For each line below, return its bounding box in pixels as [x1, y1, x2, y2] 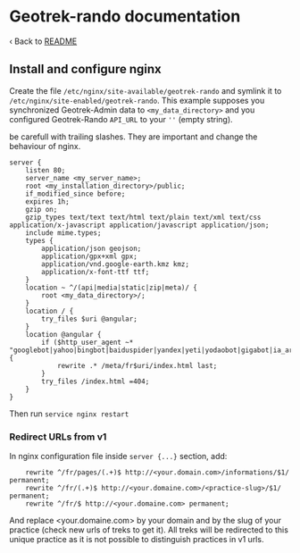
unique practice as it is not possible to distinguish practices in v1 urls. [9, 534, 264, 545]
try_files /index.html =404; [41, 377, 150, 386]
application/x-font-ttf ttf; [41, 267, 150, 276]
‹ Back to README [9, 36, 78, 46]
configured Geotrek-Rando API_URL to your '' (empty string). [9, 113, 234, 124]
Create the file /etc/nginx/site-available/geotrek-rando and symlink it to [9, 85, 282, 96]
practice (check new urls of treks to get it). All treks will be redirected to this [9, 524, 288, 535]
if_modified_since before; [25, 189, 126, 198]
